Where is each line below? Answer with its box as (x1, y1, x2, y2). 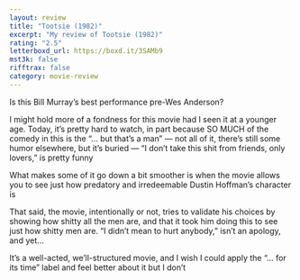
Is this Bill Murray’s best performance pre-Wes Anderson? (9, 96, 224, 107)
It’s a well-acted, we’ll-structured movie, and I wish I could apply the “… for (9, 252, 286, 263)
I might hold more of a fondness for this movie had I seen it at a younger (9, 113, 277, 124)
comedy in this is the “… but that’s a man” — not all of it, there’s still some (9, 132, 281, 144)
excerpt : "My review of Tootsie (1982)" (9, 30, 164, 39)
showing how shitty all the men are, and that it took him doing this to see (9, 215, 278, 226)
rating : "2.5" (9, 38, 63, 48)
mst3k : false (9, 55, 59, 64)
